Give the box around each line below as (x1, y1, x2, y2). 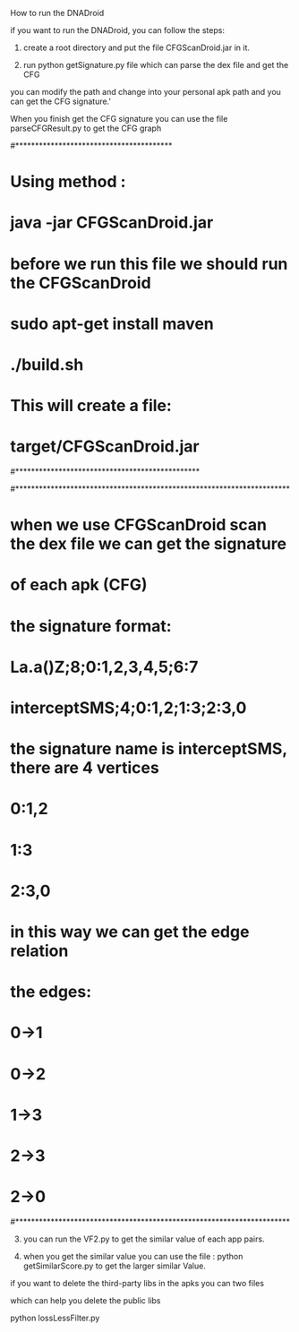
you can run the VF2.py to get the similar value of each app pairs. (22, 1233, 265, 1244)
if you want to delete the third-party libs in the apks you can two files (10, 1277, 265, 1288)
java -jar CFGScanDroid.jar (10, 212, 214, 233)
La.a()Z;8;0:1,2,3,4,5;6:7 (10, 657, 199, 677)
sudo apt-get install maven (10, 314, 214, 334)
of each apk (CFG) (10, 575, 148, 595)
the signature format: (10, 615, 173, 636)
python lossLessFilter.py (10, 1312, 100, 1323)
